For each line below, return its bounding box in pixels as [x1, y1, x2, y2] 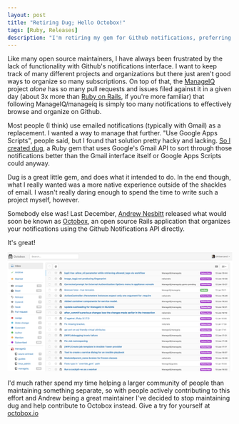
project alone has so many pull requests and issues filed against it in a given [7, 85, 232, 93]
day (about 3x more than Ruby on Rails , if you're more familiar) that [7, 93, 205, 101]
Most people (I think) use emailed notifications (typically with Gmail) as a [7, 121, 221, 130]
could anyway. [7, 159, 50, 167]
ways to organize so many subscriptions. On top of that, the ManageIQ [7, 77, 215, 86]
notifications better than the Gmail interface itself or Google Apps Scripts [7, 152, 222, 160]
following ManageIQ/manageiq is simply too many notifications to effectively [7, 100, 232, 108]
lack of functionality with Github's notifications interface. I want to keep [7, 62, 218, 71]
